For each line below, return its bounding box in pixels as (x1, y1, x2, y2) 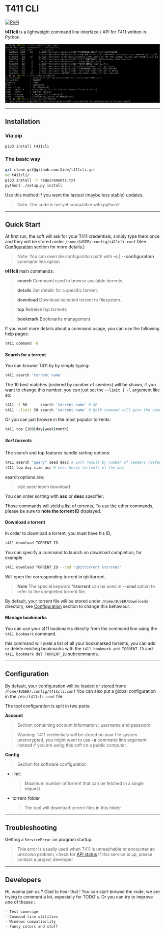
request (24, 785, 40, 791)
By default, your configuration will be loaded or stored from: (5, 683, 126, 689)
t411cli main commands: (5, 268, 54, 274)
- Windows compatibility (5, 919, 56, 924)
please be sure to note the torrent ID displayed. (5, 508, 102, 514)
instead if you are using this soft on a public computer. (17, 742, 128, 748)
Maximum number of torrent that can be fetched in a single (24, 780, 144, 786)
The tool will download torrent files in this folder (24, 805, 121, 811)
